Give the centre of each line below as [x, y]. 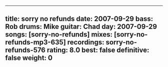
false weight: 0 [29, 58]
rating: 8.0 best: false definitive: [98, 50]
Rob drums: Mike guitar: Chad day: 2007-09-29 [81, 27]
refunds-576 [25, 50]
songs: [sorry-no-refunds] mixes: [59, 35]
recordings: [86, 42]
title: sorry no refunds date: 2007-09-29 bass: [79, 19]
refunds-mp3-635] [35, 42]
